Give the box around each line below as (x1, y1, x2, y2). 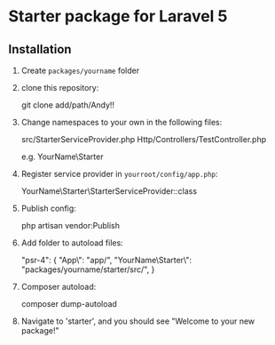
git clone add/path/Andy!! (20, 100, 115, 110)
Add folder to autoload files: (20, 237, 123, 248)
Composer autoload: (20, 282, 97, 292)
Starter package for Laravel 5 (8, 6, 228, 27)
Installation (8, 42, 72, 57)
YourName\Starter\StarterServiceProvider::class (20, 186, 197, 197)
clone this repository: (20, 83, 99, 92)
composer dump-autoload (20, 299, 117, 309)
